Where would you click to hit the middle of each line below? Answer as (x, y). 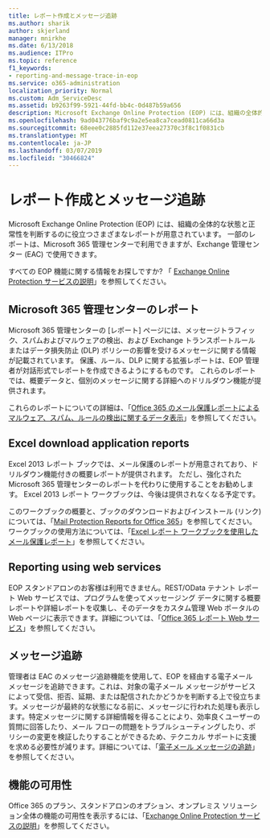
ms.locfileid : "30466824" (51, 158)
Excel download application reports (99, 444)
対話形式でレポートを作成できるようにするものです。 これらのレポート (139, 370)
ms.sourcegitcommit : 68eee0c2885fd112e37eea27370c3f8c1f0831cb (117, 128)
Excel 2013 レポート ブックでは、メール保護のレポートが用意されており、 (130, 464)
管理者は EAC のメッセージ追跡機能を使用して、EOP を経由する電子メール (131, 676)
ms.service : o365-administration (64, 83)
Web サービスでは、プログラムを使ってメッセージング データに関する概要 (139, 597)
